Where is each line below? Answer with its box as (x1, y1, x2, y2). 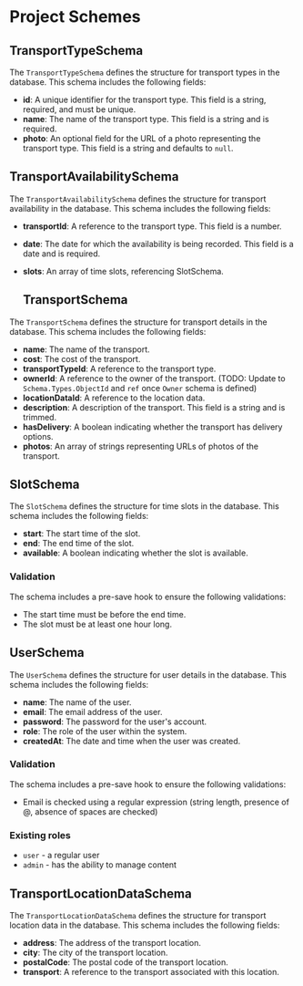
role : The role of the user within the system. (22, 725, 187, 736)
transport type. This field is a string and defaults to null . (22, 143, 234, 153)
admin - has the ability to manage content (22, 859, 177, 870)
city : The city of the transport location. (22, 947, 168, 958)
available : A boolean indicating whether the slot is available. (22, 547, 248, 558)
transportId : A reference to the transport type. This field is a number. (22, 221, 282, 232)
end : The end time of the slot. (22, 538, 135, 549)
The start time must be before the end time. (22, 608, 187, 619)
